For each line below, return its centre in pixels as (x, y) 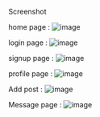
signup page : (31, 58)
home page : (29, 27)
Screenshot (27, 12)
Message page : (35, 105)
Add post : (25, 89)
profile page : (31, 74)
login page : (28, 42)
